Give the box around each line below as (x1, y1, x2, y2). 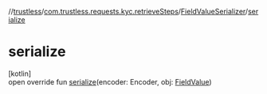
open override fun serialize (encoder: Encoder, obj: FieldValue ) (8, 77, 213, 86)
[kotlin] (8, 69, 32, 78)
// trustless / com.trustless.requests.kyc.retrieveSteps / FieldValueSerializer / (8, 7, 249, 16)
